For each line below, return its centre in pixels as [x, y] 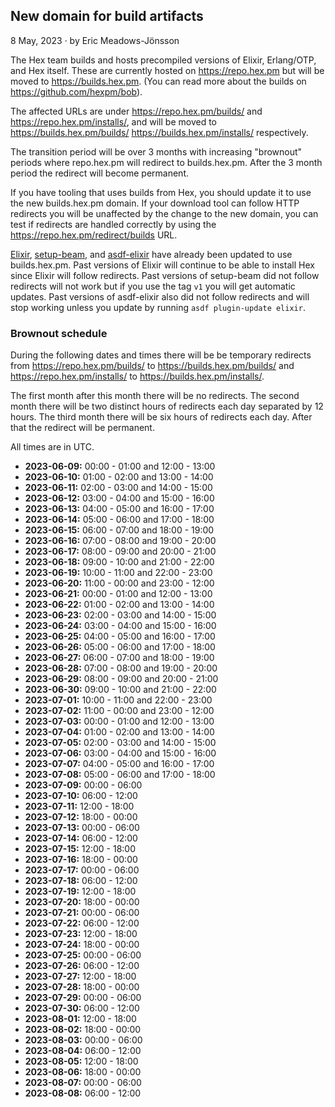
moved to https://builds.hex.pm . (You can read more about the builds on [158, 81]
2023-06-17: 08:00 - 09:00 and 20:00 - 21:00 [120, 551]
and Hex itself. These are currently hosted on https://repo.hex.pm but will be [167, 70]
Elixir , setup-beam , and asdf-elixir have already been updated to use [151, 254]
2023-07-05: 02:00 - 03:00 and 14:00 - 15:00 [120, 743]
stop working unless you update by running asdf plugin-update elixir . [158, 307]
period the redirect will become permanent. [99, 173]
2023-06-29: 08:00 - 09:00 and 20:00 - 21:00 [121, 679]
